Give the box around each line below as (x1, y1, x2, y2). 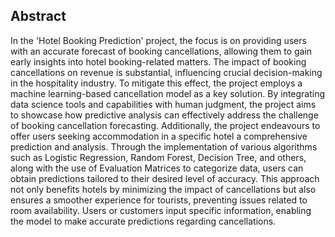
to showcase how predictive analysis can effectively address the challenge (10, 109, 319, 121)
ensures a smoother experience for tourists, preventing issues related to (10, 194, 308, 206)
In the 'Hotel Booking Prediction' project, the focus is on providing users (10, 34, 307, 46)
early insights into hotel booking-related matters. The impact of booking (10, 55, 307, 68)
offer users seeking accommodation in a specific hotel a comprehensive (10, 130, 308, 142)
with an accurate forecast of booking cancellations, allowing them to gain (10, 45, 313, 57)
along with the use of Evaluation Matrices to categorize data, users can (10, 162, 304, 174)
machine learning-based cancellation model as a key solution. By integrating (10, 87, 326, 99)
